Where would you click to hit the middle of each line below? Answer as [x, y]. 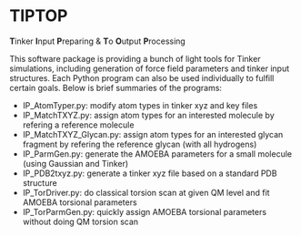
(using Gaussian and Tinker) [75, 163]
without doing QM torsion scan [80, 221]
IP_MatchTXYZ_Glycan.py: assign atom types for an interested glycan [153, 134]
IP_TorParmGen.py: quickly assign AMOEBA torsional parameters [144, 211]
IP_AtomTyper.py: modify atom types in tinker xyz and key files [140, 105]
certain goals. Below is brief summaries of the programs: [116, 87]
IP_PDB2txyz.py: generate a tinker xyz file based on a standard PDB [150, 173]
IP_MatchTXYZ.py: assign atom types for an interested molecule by [148, 115]
